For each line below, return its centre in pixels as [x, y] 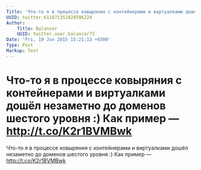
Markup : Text [22, 51]
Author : [16, 23]
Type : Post [20, 45]
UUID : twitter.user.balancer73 [56, 34]
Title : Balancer [37, 28]
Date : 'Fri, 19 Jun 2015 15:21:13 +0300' [59, 40]
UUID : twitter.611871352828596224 [49, 17]
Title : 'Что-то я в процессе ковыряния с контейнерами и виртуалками [95, 12]
